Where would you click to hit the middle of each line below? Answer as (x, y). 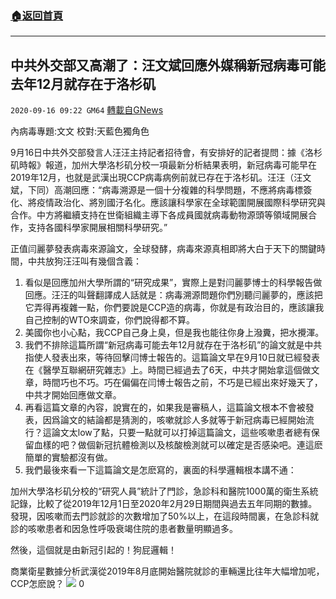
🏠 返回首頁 (37, 15)
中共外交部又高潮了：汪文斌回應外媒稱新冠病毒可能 (168, 65)
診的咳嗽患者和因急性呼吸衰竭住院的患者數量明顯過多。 (124, 529)
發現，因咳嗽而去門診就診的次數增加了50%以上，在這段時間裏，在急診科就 (164, 516)
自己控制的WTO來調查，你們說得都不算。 (109, 320)
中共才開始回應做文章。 (73, 395)
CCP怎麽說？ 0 (47, 584)
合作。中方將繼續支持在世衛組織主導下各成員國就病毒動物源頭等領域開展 (159, 215)
